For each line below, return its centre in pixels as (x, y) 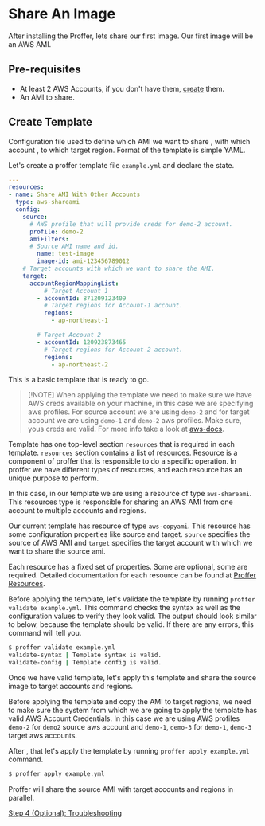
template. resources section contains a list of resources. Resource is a (123, 453)
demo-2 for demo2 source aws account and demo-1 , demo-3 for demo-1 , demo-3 (130, 727)
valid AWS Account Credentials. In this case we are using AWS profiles (124, 718)
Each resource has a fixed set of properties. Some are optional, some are (128, 567)
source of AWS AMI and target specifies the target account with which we (131, 543)
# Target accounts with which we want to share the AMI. (119, 269)
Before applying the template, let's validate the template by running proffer (132, 599)
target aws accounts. (43, 736)
